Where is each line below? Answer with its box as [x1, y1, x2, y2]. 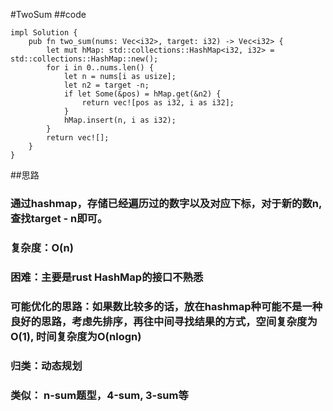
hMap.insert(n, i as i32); [63, 115, 177, 125]
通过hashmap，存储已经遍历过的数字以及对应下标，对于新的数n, [10, 196, 322, 210]
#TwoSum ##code [10, 9, 87, 20]
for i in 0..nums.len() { [46, 63, 155, 73]
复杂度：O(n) [10, 240, 74, 254]
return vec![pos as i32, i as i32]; [81, 98, 235, 108]
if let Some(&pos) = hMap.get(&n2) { [63, 89, 222, 99]
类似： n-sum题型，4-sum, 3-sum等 [10, 388, 189, 402]
